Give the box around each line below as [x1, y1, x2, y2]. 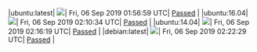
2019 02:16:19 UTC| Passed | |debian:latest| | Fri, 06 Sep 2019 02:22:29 [8, 27, 247, 36]
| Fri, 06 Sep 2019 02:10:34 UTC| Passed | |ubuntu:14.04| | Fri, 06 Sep [16, 18, 250, 26]
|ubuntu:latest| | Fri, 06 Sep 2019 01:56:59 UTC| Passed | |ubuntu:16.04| [8, 9, 248, 17]
